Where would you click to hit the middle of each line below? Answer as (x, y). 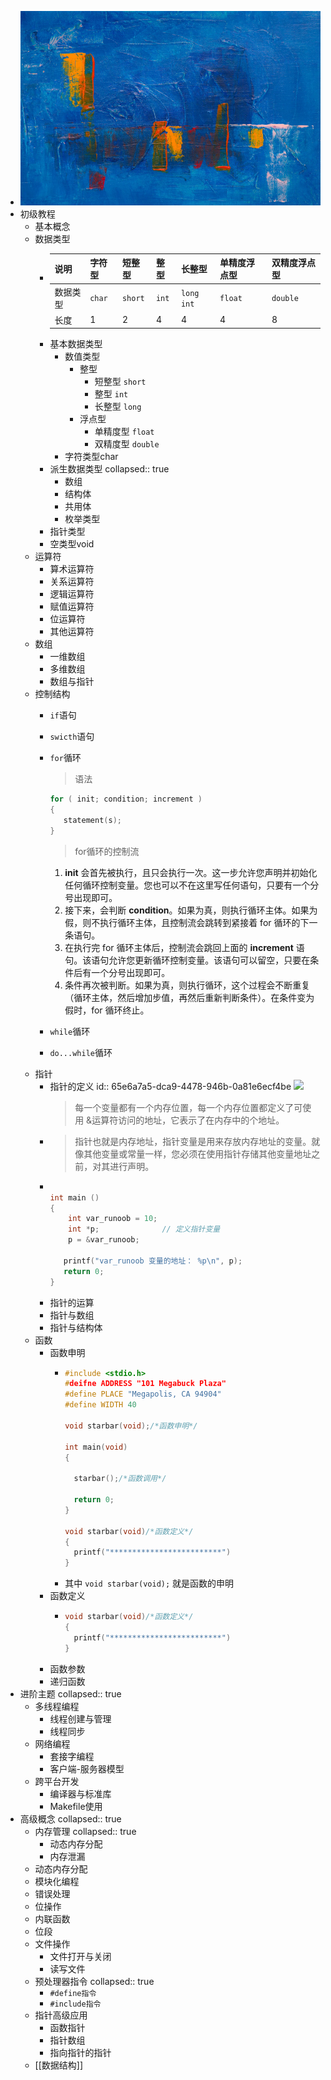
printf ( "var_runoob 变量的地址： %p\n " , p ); (153, 1261)
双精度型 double (127, 444)
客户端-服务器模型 (87, 1768)
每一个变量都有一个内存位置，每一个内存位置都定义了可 (188, 1107)
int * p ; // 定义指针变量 (144, 1229)
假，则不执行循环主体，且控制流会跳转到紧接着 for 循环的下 (187, 922)
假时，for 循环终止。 (107, 1010)
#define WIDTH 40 (100, 1405)
